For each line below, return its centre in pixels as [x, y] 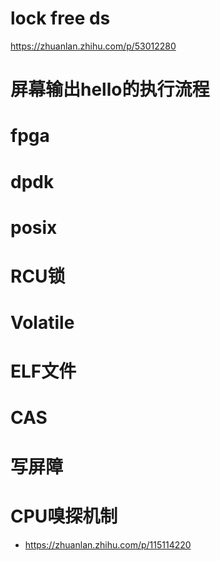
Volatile [42, 323]
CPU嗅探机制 [64, 516]
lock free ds [60, 18]
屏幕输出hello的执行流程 [110, 89]
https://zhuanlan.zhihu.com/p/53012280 [93, 46]
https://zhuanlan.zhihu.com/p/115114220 [108, 544]
